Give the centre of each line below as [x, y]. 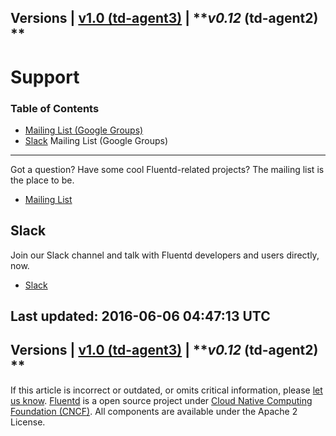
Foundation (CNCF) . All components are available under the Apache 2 [154, 411]
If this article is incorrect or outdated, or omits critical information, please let [166, 390]
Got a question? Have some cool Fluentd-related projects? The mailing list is [167, 169]
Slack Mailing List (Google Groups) [96, 140]
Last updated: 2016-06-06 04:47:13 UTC [140, 316]
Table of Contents [55, 108]
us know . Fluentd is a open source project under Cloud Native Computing [161, 400]
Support [45, 77]
